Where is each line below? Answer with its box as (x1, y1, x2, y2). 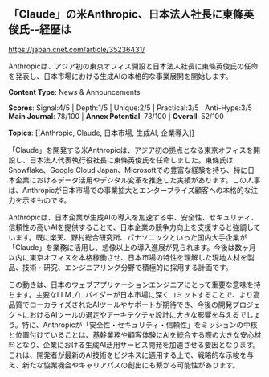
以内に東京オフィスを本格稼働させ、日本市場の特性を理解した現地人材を (8, 252, 247, 262)
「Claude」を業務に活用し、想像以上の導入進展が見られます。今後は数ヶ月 (8, 242, 257, 252)
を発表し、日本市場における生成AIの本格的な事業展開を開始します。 (8, 71, 233, 80)
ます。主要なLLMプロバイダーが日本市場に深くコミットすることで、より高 (14, 289, 261, 299)
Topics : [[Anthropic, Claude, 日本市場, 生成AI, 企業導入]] (8, 128, 194, 137)
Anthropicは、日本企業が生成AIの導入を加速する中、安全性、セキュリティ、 (8, 212, 259, 222)
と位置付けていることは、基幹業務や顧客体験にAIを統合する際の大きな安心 (8, 330, 255, 339)
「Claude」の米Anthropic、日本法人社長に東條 (8, 7, 244, 22)
